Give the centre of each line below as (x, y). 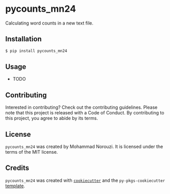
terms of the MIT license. (32, 152)
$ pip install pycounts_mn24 (36, 51)
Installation (23, 39)
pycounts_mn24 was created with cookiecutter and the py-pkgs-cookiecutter (85, 180)
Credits (17, 168)
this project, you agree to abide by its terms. (52, 118)
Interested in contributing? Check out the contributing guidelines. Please (81, 107)
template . (15, 186)
